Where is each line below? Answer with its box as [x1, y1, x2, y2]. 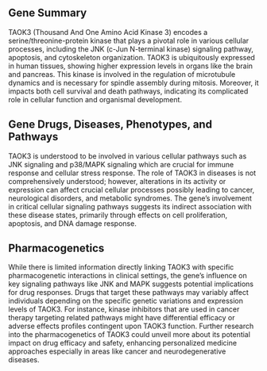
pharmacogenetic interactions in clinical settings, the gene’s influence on [8, 271, 248, 281]
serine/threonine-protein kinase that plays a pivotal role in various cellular [8, 36, 250, 45]
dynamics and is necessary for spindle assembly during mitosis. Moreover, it [8, 78, 260, 87]
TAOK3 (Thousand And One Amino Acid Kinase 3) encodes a [8, 27, 208, 36]
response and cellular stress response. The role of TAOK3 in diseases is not [8, 168, 257, 178]
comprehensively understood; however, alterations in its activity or [8, 176, 226, 185]
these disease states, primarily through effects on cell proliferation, [8, 210, 228, 220]
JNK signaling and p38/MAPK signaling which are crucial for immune [8, 159, 234, 169]
